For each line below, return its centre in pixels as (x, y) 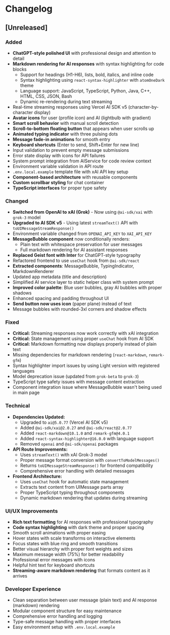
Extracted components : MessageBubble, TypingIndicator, (73, 266)
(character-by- (143, 107)
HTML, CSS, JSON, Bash (46, 96)
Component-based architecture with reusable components (75, 177)
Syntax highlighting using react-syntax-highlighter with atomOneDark (92, 80)
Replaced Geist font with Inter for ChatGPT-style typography (76, 255)
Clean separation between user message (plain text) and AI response (85, 600)
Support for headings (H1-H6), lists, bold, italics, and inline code (87, 75)
